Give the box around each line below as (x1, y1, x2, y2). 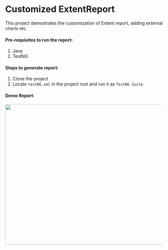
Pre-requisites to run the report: (5, 36, 73, 43)
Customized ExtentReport (5, 3, 115, 15)
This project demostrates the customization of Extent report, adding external (5, 20, 163, 26)
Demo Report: (5, 92, 35, 98)
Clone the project (12, 76, 48, 82)
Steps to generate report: (5, 64, 59, 70)
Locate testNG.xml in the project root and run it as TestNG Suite (12, 81, 143, 87)
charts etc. (5, 25, 27, 31)
